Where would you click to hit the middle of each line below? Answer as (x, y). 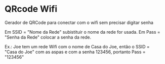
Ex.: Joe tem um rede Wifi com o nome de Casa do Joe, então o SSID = (77, 46)
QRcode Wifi (31, 9)
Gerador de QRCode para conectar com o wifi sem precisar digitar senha (79, 22)
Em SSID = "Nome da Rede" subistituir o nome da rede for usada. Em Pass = (82, 32)
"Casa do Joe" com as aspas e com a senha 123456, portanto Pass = (75, 52)
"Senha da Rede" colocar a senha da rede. (48, 37)
